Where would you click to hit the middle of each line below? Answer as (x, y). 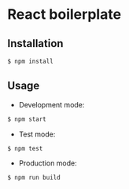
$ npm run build (34, 178)
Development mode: (52, 104)
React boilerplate (64, 15)
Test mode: (37, 134)
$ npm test (25, 148)
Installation (35, 44)
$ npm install (31, 61)
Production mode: (48, 163)
